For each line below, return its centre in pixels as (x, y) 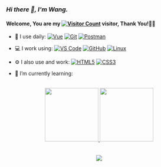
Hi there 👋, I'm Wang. (37, 9)
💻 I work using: (34, 48)
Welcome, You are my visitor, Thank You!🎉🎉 (81, 24)
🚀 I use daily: (30, 37)
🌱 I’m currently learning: (44, 74)
